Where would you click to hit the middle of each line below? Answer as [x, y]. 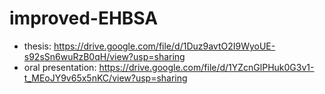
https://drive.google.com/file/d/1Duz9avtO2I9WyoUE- [164, 46]
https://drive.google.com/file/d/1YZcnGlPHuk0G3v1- [206, 67]
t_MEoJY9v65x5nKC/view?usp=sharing [105, 78]
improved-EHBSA [84, 18]
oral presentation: [60, 67]
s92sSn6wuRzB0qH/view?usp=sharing [104, 56]
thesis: [37, 46]
